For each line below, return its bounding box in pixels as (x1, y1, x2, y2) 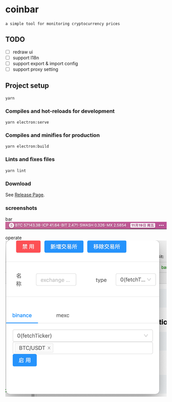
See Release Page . (5, 192, 45, 198)
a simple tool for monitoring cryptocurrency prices (5, 21, 120, 26)
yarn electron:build (5, 144, 50, 149)
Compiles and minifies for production (5, 132, 100, 139)
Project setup (5, 81, 50, 90)
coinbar (5, 4, 39, 15)
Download (5, 180, 32, 187)
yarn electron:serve (5, 120, 50, 125)
